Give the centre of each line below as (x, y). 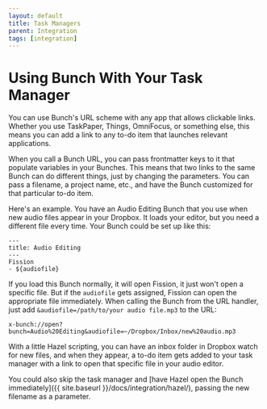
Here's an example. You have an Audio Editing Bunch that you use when (128, 209)
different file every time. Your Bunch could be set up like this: (110, 226)
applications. (29, 144)
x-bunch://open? (35, 325)
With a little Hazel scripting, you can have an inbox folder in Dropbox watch (133, 347)
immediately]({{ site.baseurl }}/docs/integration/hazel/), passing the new (129, 388)
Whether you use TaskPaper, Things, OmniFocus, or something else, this (129, 127)
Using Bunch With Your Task (106, 78)
